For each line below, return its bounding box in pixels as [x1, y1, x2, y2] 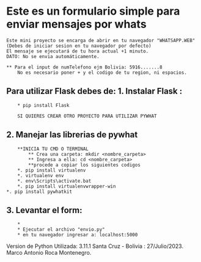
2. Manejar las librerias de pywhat [6, 129, 138, 140]
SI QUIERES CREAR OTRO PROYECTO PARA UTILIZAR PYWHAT [17, 113, 157, 119]
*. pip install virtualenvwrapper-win [17, 183, 116, 189]
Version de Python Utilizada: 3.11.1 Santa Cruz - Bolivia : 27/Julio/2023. [6, 242, 184, 250]
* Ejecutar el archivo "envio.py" [17, 227, 105, 233]
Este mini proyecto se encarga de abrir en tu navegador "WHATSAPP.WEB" [6, 37, 196, 43]
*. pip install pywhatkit [6, 188, 72, 195]
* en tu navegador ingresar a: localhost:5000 [17, 232, 138, 238]
